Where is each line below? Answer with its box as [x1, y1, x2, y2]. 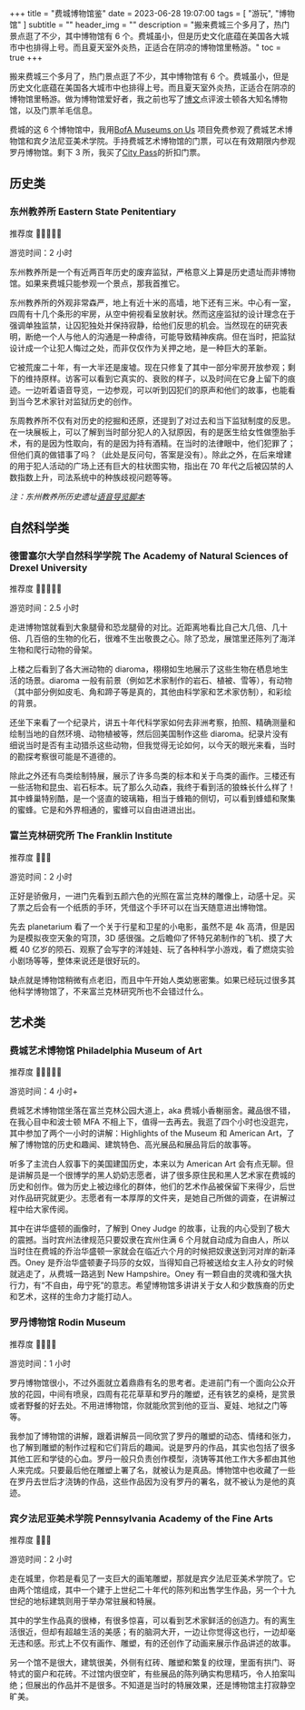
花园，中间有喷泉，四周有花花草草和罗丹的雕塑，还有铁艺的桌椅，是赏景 [25, 1388, 296, 1400]
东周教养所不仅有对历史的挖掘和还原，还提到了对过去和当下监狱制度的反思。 [9, 415, 296, 426]
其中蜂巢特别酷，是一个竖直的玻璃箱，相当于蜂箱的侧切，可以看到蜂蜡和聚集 [9, 793, 296, 804]
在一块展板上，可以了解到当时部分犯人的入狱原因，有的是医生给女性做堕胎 [9, 426, 288, 437]
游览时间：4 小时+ [9, 1086, 79, 1096]
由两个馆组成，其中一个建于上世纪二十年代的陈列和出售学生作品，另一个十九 [9, 1584, 296, 1595]
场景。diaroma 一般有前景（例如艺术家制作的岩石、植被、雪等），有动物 [25, 675, 293, 686]
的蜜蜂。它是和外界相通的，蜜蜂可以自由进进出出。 [9, 804, 201, 815]
